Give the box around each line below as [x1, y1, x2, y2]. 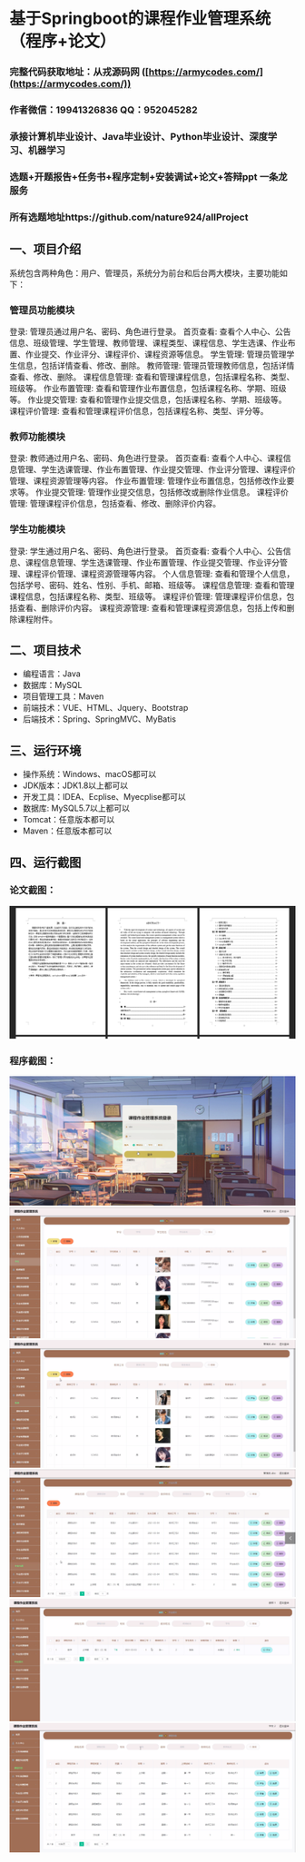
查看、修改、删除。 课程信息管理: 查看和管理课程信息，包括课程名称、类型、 [9, 371, 295, 382]
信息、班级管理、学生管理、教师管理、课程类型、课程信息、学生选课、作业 [9, 337, 288, 348]
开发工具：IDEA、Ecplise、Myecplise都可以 [22, 792, 186, 803]
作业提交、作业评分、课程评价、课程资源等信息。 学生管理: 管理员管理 [25, 349, 287, 360]
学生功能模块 [9, 523, 66, 536]
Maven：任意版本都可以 [22, 825, 113, 836]
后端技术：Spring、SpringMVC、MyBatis [22, 714, 177, 724]
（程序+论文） [9, 31, 116, 52]
